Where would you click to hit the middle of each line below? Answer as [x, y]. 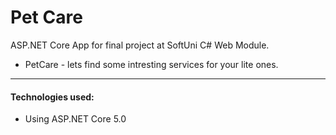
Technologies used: [52, 97]
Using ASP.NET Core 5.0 [75, 119]
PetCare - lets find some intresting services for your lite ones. [151, 64]
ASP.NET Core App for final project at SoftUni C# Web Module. [140, 45]
